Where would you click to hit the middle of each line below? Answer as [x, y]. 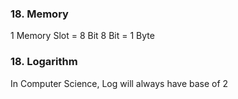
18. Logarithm [44, 62]
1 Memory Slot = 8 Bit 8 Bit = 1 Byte [82, 36]
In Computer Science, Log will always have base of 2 [119, 83]
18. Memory [39, 14]
